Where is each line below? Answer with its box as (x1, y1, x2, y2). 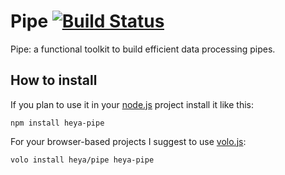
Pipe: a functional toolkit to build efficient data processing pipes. (10, 43, 276, 55)
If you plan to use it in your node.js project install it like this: (10, 98, 254, 110)
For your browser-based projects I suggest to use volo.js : (10, 135, 247, 147)
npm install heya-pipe (10, 118, 105, 128)
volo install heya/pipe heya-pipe (10, 155, 155, 165)
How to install (10, 72, 98, 89)
